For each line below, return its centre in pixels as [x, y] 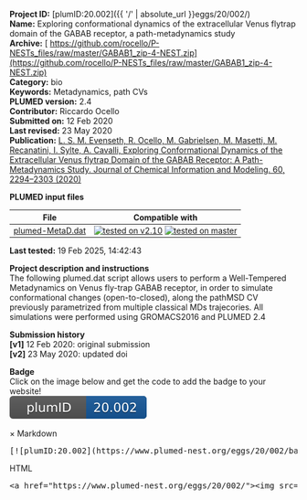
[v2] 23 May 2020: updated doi [69, 354]
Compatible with [165, 217]
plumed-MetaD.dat [50, 230]
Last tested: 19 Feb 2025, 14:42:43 [75, 250]
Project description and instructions [79, 269]
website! [26, 391]
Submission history [47, 335]
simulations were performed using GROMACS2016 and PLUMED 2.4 [138, 317]
